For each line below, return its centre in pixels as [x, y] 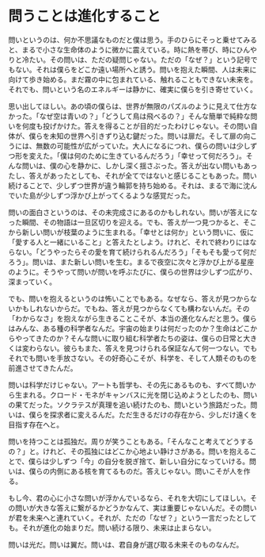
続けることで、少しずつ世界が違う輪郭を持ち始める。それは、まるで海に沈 [129, 185]
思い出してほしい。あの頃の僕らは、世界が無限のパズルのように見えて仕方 [129, 106]
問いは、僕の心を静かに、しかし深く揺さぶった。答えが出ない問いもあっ [140, 165]
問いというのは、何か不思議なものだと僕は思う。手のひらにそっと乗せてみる [132, 40]
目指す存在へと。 [36, 424]
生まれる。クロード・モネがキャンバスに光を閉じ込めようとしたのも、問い [136, 394]
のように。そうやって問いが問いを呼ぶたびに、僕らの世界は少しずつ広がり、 [132, 271]
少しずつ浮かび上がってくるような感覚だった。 [119, 195]
